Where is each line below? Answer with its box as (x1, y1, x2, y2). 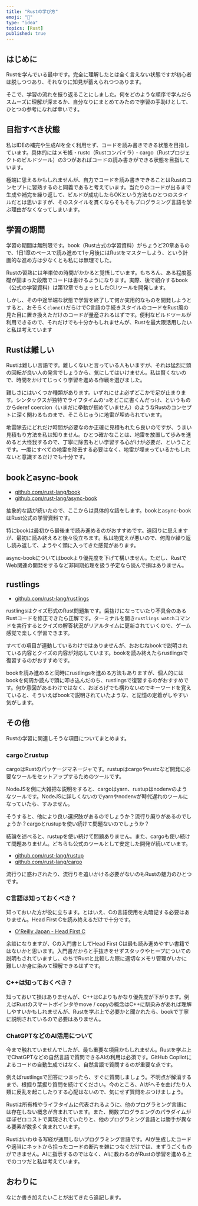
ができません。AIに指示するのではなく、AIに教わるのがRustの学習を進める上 (6, 1150, 192, 1157)
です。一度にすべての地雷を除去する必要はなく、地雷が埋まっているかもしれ (6, 446, 190, 453)
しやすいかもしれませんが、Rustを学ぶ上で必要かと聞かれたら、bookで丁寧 (6, 1008, 189, 1015)
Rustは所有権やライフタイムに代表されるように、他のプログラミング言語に (6, 1101, 187, 1108)
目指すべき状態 (6, 125, 60, 135)
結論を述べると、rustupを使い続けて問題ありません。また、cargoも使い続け (6, 833, 190, 840)
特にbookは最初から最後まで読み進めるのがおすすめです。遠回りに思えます (6, 527, 189, 534)
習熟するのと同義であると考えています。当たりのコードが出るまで (31, 183, 192, 191)
